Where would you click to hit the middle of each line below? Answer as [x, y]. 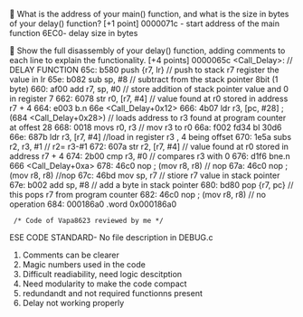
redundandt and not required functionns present [113, 293]
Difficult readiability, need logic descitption [102, 274]
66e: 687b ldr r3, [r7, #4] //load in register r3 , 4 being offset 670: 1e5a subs [151, 137]
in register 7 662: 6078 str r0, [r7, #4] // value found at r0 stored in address [149, 98]
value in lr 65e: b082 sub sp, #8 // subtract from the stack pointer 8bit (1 [144, 79]
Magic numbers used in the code [84, 265]
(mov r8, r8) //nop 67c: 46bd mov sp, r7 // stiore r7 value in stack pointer [145, 175]
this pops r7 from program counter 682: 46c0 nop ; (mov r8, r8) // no [138, 195]
